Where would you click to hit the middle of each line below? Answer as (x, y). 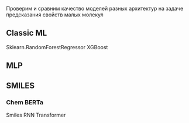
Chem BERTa (25, 102)
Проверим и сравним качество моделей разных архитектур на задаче (95, 8)
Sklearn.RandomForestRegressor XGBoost (57, 47)
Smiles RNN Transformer (36, 115)
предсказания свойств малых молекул (55, 15)
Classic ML (27, 33)
